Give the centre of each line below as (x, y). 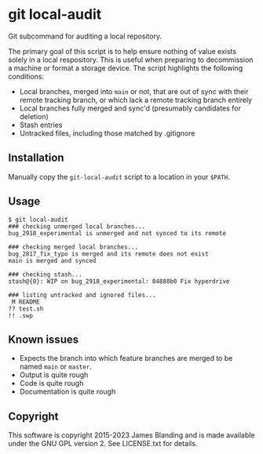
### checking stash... (45, 274)
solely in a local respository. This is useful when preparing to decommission (131, 60)
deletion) (34, 116)
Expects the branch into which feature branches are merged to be (126, 358)
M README (26, 302)
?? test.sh (26, 309)
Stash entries (41, 125)
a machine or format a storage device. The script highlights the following (126, 67)
